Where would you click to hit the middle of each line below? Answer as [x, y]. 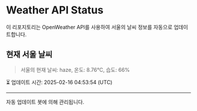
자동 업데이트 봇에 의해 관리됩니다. [45, 102]
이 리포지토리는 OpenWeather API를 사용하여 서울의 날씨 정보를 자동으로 [89, 27]
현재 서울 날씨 [29, 55]
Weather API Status [55, 10]
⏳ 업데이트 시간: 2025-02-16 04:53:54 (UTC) [59, 82]
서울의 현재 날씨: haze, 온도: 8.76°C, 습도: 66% [75, 70]
